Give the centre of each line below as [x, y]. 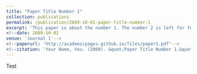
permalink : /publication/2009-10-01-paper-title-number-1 [78, 22]
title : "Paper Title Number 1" [44, 11]
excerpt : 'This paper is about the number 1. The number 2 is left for [95, 28]
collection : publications [38, 17]
